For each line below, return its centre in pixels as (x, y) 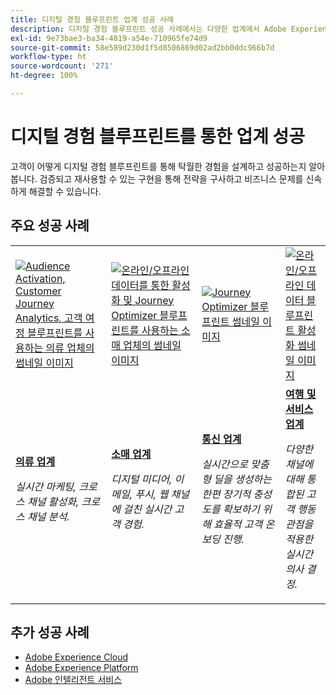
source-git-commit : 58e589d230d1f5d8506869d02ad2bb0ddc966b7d (142, 47)
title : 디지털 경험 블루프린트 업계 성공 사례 (92, 19)
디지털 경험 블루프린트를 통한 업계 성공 (158, 137)
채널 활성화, (53, 501)
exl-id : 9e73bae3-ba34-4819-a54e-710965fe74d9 (109, 38)
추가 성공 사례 (50, 632)
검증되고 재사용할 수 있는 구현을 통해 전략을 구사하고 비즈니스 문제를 (171, 178)
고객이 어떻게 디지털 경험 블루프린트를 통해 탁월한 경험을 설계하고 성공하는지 (158, 166)
